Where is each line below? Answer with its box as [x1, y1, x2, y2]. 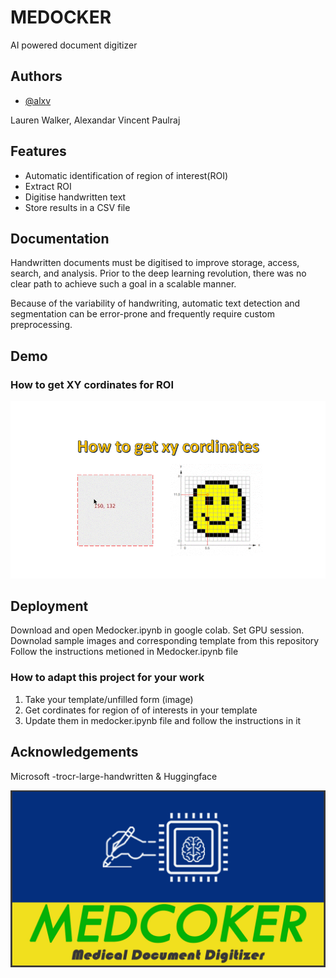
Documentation [10, 230, 110, 247]
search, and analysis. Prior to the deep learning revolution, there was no [10, 267, 307, 280]
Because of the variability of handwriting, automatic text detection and [10, 297, 301, 310]
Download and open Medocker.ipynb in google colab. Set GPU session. [10, 624, 305, 636]
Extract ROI [24, 180, 72, 192]
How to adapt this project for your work [10, 671, 205, 685]
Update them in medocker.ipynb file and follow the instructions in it [24, 714, 302, 726]
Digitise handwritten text [24, 191, 127, 203]
